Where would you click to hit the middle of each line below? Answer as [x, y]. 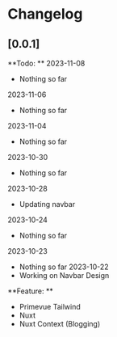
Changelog [45, 14]
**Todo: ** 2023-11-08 [46, 63]
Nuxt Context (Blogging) [60, 324]
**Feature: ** [30, 291]
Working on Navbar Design [64, 275]
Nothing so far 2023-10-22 [64, 267]
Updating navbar [47, 204]
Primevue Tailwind [50, 307]
